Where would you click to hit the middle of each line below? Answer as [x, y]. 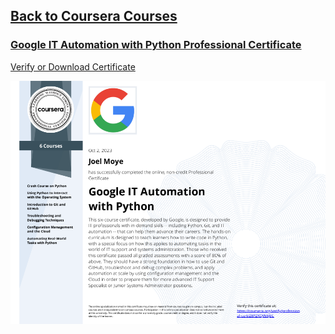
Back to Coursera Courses [94, 16]
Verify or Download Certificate [73, 66]
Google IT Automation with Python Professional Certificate [156, 45]
